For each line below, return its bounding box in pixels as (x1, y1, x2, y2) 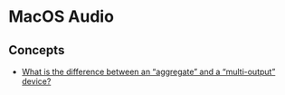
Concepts (8, 43, 65, 58)
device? (21, 76, 52, 87)
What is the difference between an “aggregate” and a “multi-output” (21, 66, 276, 77)
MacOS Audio (8, 6, 115, 27)
